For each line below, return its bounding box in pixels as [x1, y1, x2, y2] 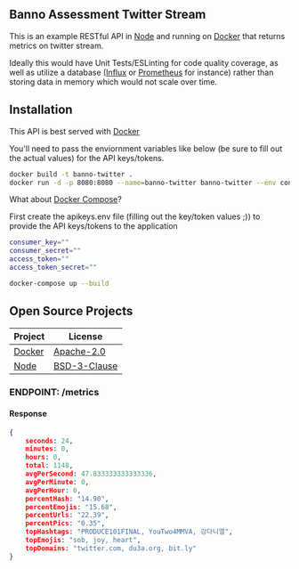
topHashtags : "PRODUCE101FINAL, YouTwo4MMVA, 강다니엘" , [25, 527, 233, 537]
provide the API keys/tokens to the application [9, 221, 178, 232]
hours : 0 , [25, 453, 62, 462]
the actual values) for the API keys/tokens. [9, 152, 165, 163]
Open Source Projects [9, 304, 133, 319]
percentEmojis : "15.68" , [25, 502, 117, 511]
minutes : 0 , [25, 444, 69, 453]
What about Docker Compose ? [9, 194, 122, 205]
